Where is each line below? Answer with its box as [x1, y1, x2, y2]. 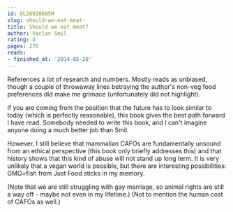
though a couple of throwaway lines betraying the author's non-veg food [7, 82, 216, 91]
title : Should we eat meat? [7, 23, 89, 30]
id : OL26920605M [7, 10, 54, 17]
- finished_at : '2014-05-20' [7, 56, 92, 63]
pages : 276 [7, 43, 39, 50]
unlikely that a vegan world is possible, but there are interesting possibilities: [7, 162, 227, 170]
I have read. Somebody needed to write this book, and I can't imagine [7, 118, 207, 127]
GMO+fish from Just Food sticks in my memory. [7, 169, 145, 177]
